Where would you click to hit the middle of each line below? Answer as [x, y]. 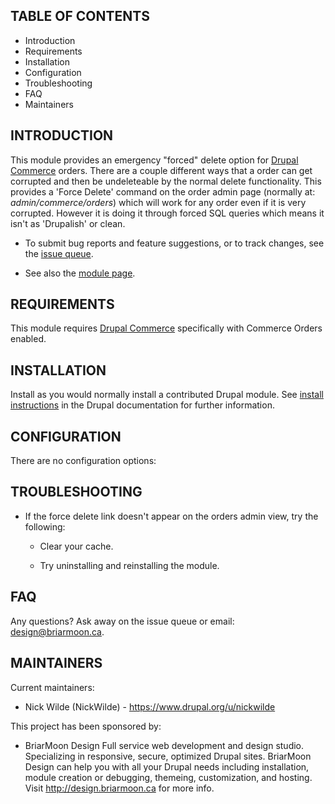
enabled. [28, 339]
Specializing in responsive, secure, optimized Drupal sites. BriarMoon [168, 756]
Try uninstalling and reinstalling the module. [129, 565]
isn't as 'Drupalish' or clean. [68, 223]
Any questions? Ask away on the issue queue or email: [122, 621]
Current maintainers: [52, 687]
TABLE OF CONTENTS [80, 16]
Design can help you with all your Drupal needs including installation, [167, 766]
